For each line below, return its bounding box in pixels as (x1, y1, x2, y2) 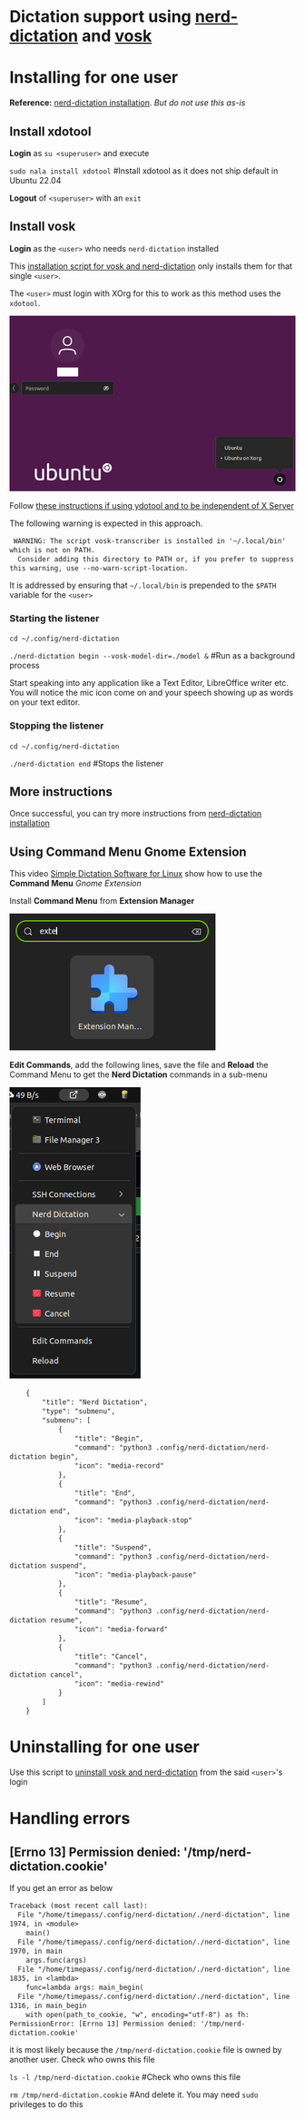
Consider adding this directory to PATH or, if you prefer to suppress (17, 555, 295, 564)
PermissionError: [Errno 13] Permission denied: (9, 2019, 197, 2029)
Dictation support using (9, 6, 192, 27)
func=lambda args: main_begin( (25, 1983, 144, 1993)
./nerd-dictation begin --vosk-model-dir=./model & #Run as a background (9, 650, 296, 661)
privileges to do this (9, 2099, 84, 2110)
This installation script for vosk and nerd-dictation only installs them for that (9, 261, 293, 272)
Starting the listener (9, 611, 100, 624)
